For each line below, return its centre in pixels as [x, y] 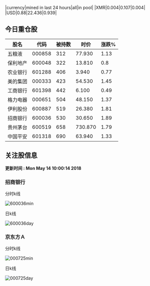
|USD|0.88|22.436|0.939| [31, 13]
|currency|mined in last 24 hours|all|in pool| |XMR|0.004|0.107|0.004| [75, 8]
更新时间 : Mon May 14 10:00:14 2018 [43, 168]
